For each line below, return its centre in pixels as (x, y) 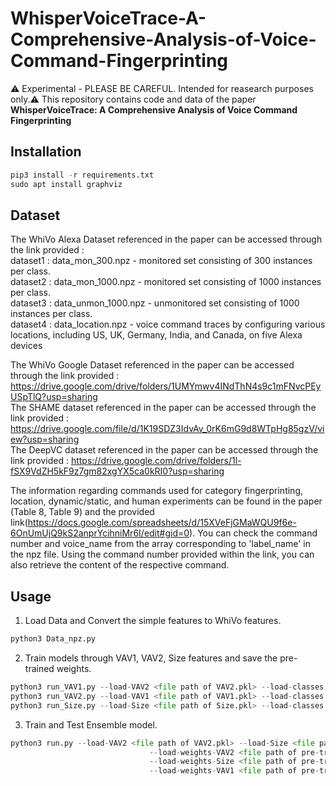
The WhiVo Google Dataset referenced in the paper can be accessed (152, 365)
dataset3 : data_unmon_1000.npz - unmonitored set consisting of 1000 (155, 303)
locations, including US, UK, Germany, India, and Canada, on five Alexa (156, 335)
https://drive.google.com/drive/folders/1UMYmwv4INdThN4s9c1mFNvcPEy (166, 386)
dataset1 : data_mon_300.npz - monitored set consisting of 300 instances (161, 261)
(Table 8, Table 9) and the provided (82, 512)
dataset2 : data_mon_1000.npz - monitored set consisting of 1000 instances (166, 282)
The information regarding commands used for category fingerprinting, (157, 491)
